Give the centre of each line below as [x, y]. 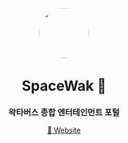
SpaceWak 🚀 [64, 86]
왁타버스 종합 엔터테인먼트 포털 [64, 113]
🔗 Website [64, 130]
